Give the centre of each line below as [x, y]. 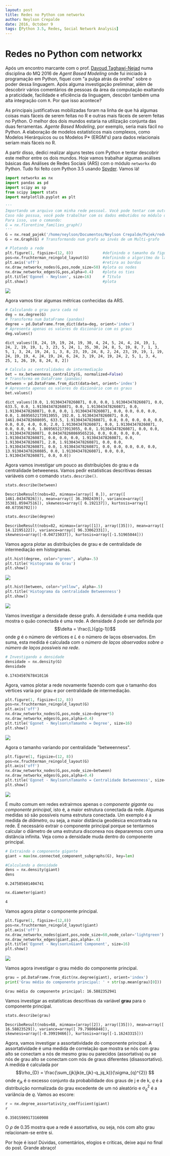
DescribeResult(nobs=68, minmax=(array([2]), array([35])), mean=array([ [85, 1024]
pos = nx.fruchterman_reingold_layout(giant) [52, 925]
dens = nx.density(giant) [32, 870]
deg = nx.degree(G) [26, 315]
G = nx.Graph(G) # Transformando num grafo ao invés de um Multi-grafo [82, 239]
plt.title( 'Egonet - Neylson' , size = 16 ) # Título [63, 277]
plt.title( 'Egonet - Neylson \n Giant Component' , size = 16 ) [68, 944]
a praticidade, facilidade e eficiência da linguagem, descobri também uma [82, 95]
